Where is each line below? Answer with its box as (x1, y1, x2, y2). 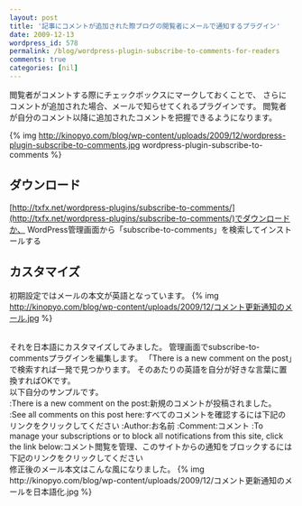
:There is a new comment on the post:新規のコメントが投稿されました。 (9, 398, 277, 409)
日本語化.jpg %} (32, 486, 93, 497)
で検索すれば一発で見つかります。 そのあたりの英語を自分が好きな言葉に (9, 363, 279, 374)
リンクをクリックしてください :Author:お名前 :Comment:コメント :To (9, 420, 264, 431)
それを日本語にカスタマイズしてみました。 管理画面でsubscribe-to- (9, 341, 260, 352)
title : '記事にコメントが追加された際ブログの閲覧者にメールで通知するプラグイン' (9, 22, 281, 31)
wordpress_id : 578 (9, 38, 78, 48)
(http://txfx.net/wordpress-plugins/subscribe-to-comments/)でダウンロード (9, 213, 290, 224)
